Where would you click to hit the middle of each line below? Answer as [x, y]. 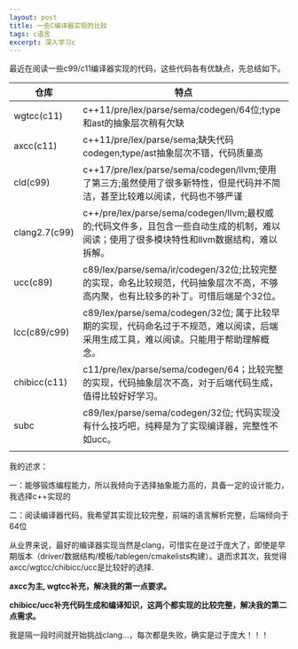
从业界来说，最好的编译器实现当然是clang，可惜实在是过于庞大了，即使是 [144, 545]
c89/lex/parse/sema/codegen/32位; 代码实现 [177, 413]
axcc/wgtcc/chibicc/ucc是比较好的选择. [82, 567]
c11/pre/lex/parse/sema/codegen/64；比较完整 [183, 369]
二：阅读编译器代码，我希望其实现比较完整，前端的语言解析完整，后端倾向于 [149, 515]
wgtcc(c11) [39, 116]
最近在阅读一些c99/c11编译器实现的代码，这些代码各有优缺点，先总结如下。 [147, 68]
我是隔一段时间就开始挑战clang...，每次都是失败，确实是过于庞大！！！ [139, 635]
